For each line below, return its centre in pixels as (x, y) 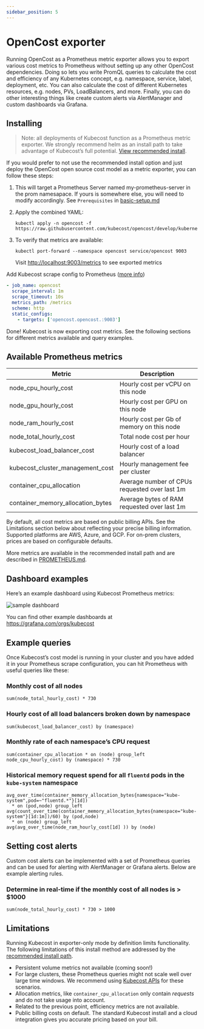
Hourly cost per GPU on (153, 401)
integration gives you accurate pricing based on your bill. (86, 1020)
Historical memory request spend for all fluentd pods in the (96, 775)
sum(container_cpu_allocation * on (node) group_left (76, 754)
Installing (24, 123)
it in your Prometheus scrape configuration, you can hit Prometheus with (97, 663)
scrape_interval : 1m (38, 291)
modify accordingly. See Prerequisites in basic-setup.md (87, 200)
